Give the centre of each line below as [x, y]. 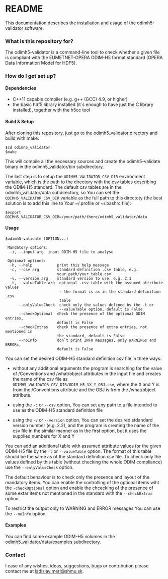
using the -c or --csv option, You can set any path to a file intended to [85, 405]
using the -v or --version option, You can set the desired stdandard [82, 420]
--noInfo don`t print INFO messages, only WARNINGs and [87, 340]
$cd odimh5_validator [28, 147]
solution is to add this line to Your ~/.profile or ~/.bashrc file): [68, 203]
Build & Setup [20, 121]
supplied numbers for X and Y [44, 436]
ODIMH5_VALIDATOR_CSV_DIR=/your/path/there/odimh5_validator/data [76, 217]
